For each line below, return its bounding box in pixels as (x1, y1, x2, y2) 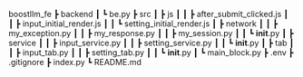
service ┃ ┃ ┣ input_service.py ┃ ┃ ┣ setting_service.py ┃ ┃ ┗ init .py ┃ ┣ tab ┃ (8, 37, 295, 48)
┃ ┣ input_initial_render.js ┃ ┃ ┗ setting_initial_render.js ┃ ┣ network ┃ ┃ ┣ (8, 18, 279, 29)
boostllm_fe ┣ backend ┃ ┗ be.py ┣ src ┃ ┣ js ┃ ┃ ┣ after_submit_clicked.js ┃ (8, 9, 289, 19)
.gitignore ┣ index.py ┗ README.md (8, 57, 142, 67)
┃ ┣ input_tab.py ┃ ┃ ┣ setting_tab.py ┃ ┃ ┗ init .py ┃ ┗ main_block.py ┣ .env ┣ (8, 47, 294, 58)
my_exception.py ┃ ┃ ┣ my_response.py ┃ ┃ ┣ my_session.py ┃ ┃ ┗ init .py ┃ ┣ (8, 28, 294, 38)
